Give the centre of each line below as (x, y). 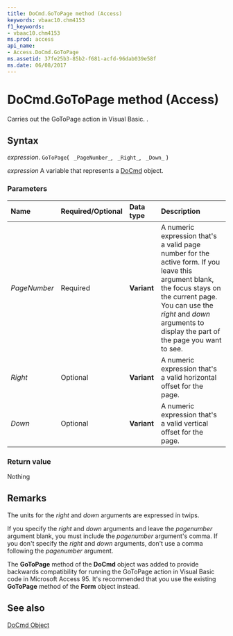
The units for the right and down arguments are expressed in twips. (103, 515)
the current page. (189, 296)
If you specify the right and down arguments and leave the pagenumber (110, 528)
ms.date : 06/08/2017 (37, 65)
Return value (29, 461)
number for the (185, 253)
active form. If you (190, 262)
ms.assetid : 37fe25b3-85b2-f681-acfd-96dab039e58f (82, 59)
